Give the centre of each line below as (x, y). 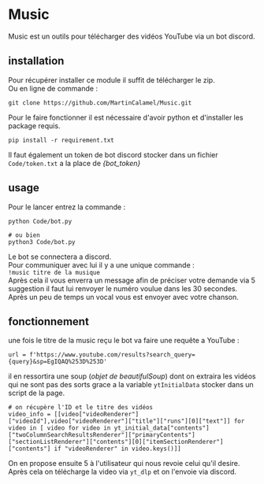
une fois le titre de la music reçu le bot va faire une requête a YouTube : (124, 341)
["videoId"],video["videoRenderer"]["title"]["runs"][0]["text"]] (119, 421)
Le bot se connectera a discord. (60, 257)
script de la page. (37, 393)
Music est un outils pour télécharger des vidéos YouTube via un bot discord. (132, 36)
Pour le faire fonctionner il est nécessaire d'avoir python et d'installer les (126, 117)
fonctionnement (48, 321)
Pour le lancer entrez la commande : (67, 207)
